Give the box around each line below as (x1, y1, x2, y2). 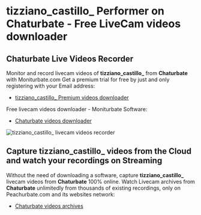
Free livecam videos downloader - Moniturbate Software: (6, 106, 148, 112)
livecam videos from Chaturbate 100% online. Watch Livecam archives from (6, 178, 195, 185)
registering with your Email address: (6, 82, 95, 89)
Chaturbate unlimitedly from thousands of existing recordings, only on (6, 184, 181, 192)
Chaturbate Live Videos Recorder (6, 53, 134, 64)
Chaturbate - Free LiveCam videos (6, 17, 181, 31)
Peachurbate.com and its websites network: (6, 190, 115, 198)
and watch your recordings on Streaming (6, 156, 163, 166)
